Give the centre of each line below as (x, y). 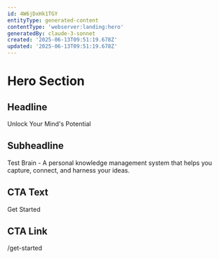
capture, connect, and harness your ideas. (68, 170)
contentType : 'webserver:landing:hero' (66, 27)
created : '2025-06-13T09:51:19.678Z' (62, 40)
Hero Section (46, 81)
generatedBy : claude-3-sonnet (52, 33)
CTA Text (28, 193)
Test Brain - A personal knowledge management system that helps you (110, 163)
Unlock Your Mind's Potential (49, 124)
